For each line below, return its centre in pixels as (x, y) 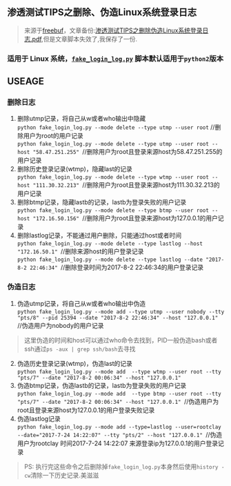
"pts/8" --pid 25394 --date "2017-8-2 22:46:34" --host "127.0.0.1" (118, 318)
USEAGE (26, 81)
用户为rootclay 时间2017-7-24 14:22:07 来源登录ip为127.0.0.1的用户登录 (118, 443)
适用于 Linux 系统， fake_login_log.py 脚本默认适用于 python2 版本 (115, 59)
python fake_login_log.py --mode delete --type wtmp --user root (113, 177)
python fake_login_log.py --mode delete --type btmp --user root (113, 211)
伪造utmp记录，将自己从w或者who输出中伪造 (81, 303)
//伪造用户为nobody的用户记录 (61, 325)
